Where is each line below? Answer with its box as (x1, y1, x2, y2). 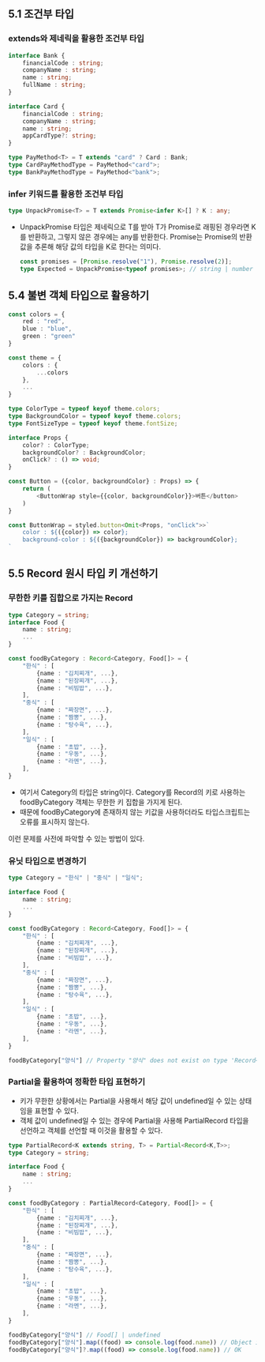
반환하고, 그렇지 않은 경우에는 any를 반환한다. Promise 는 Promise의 (28, 231, 238, 241)
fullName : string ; (22, 81, 87, 89)
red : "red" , (22, 318, 65, 325)
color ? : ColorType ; (22, 441, 90, 449)
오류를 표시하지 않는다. (19, 817, 90, 826)
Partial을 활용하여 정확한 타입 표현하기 (8, 1077, 146, 1088)
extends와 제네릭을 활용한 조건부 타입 (8, 33, 144, 44)
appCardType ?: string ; (22, 132, 97, 140)
